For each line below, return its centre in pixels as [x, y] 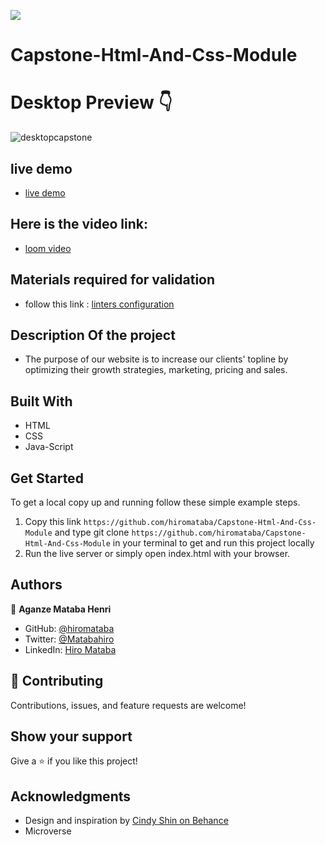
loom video [48, 248]
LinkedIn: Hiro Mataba [70, 649]
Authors [36, 585]
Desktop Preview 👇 [91, 102]
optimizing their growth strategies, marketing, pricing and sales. [156, 370]
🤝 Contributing [57, 681]
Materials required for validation [113, 280]
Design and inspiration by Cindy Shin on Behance [126, 821]
